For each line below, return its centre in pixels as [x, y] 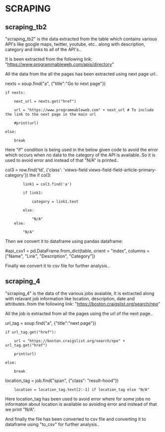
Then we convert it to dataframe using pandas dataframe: [64, 241]
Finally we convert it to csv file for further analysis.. [57, 266]
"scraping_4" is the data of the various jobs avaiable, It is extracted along [80, 293]
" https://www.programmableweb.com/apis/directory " [60, 64]
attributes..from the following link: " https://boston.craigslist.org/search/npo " [83, 304]
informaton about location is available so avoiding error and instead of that [81, 404]
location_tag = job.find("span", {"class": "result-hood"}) [62, 380]
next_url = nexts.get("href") [45, 101]
